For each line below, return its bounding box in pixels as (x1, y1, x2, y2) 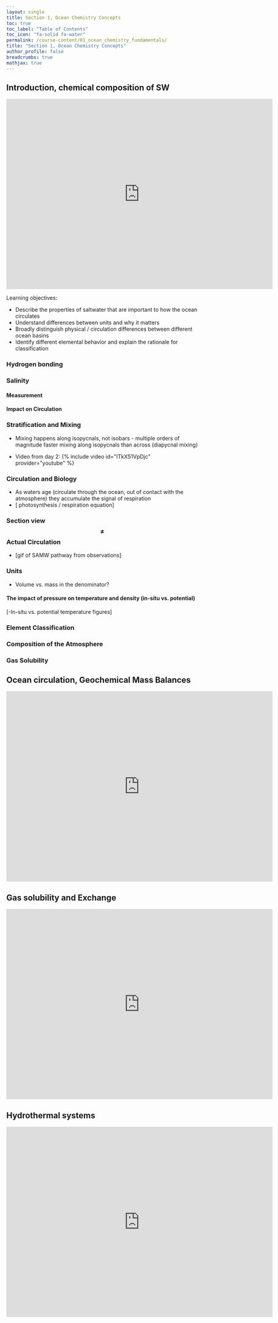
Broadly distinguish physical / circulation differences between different (15, 325, 193, 333)
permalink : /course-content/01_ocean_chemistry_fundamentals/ (6, 37, 167, 43)
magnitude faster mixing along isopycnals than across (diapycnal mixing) (15, 441, 198, 448)
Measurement (6, 391, 43, 399)
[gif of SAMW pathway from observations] (15, 552, 122, 559)
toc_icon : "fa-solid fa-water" (6, 32, 86, 38)
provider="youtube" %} (15, 459, 75, 467)
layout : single (6, 9, 45, 15)
